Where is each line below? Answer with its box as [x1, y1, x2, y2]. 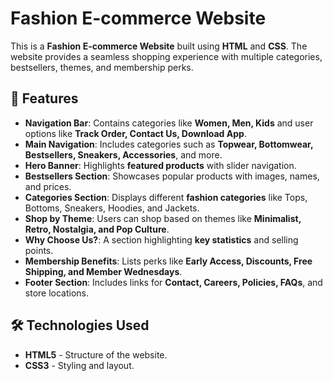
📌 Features [10, 90, 79, 107]
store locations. [24, 287, 90, 299]
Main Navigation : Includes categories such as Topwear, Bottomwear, [24, 138, 314, 150]
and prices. [24, 180, 72, 192]
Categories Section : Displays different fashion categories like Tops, [24, 191, 308, 203]
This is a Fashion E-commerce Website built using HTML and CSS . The [10, 40, 308, 52]
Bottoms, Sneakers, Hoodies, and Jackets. [24, 202, 200, 214]
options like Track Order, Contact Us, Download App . [24, 127, 247, 139]
